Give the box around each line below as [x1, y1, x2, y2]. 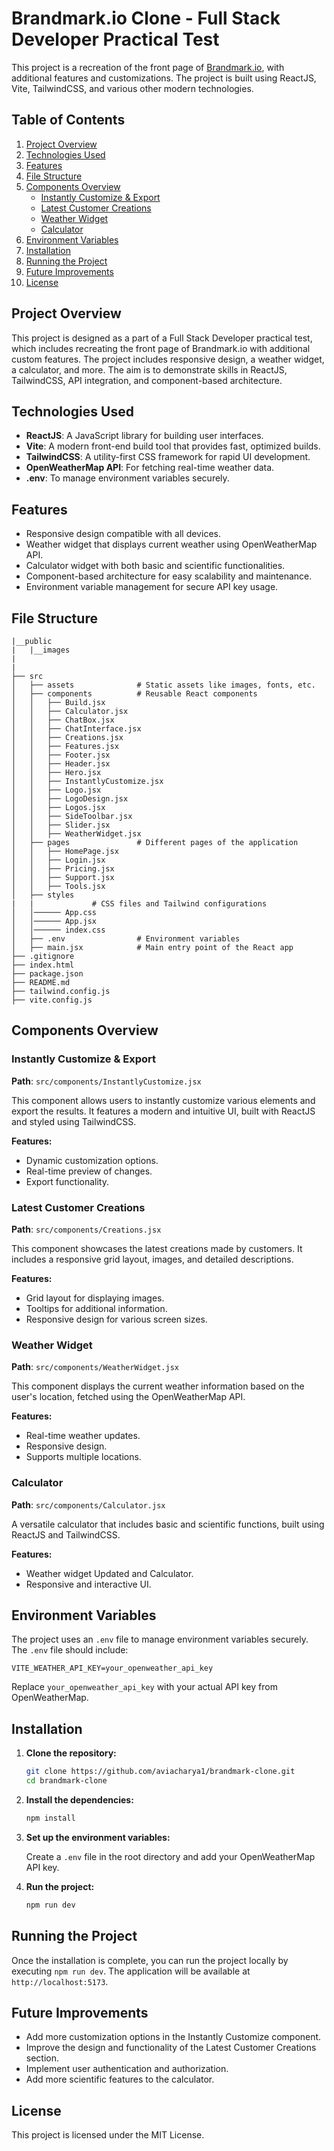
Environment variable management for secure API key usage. [25, 581, 279, 593]
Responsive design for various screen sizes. [25, 1313, 208, 1325]
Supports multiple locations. [25, 1451, 142, 1463]
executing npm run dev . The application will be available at [11, 1965, 251, 1977]
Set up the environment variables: [25, 1831, 171, 1843]
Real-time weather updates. [25, 1430, 141, 1442]
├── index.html [11, 960, 75, 970]
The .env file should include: [11, 1644, 129, 1656]
